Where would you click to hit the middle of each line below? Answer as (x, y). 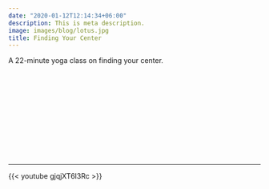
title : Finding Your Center (55, 38)
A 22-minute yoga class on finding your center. (86, 61)
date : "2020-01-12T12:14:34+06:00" (68, 16)
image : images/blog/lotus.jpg (59, 30)
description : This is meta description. (77, 23)
